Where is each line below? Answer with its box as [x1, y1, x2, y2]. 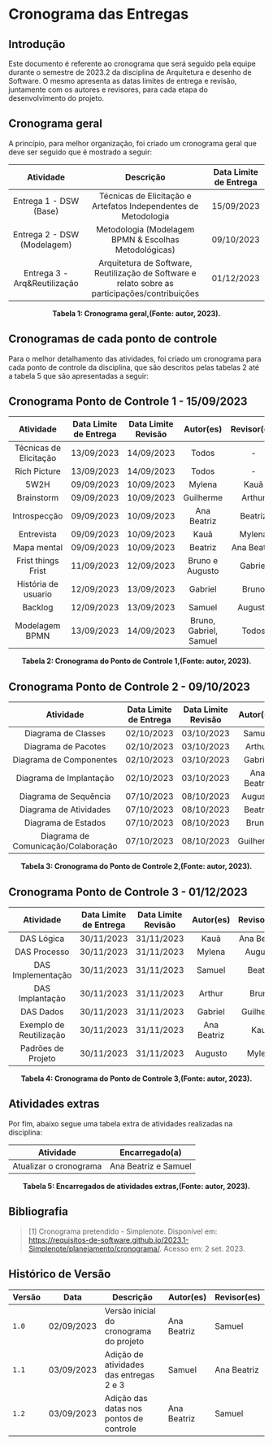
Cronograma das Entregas [8, 5, 189, 24]
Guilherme [182, 493, 223, 504]
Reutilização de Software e [93, 267, 197, 279]
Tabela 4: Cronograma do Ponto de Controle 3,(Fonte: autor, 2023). [20, 1074, 253, 1083]
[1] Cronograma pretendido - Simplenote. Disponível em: [28, 1226, 218, 1236]
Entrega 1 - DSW [13, 195, 80, 206]
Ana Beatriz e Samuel [109, 1160, 193, 1171]
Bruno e [188, 555, 219, 566]
